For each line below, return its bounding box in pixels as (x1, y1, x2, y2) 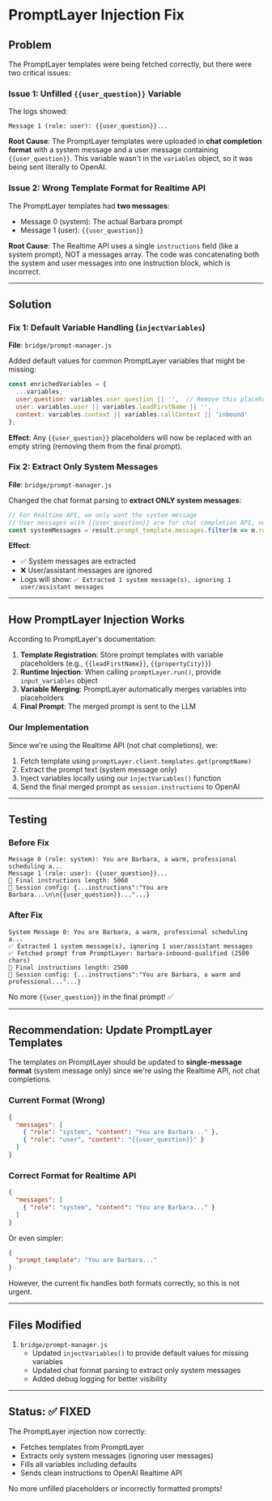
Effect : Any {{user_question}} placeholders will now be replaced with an (8, 432, 253, 442)
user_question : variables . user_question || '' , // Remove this (15, 395, 237, 404)
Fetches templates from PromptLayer (19, 1442, 144, 1452)
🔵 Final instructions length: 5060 (8, 877, 129, 885)
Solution (8, 297, 52, 311)
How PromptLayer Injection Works (8, 613, 185, 627)
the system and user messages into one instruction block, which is (8, 257, 231, 268)
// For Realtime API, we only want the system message (8, 511, 198, 519)
